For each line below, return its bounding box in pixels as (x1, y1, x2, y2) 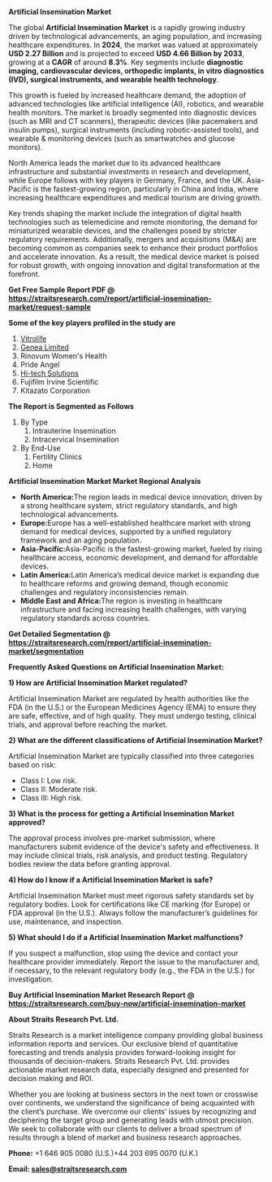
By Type (19, 417, 49, 427)
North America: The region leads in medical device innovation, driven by (19, 492, 263, 502)
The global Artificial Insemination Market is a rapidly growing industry (8, 23, 246, 32)
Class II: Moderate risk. (19, 784, 97, 793)
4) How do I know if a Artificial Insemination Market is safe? (8, 875, 214, 885)
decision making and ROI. (8, 1074, 94, 1083)
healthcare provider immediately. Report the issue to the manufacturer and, (8, 957, 260, 966)
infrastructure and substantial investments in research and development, (8, 167, 252, 176)
